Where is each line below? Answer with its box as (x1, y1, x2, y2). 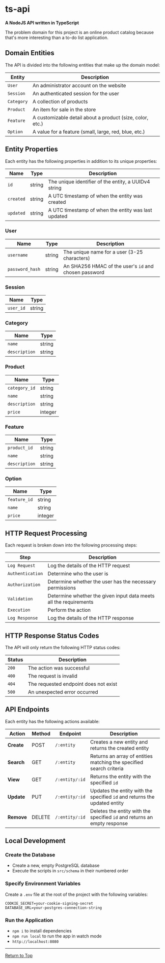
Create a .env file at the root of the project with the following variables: (5, 891, 148, 897)
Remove (7, 814, 27, 820)
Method (31, 730, 51, 737)
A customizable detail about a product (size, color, (32, 114, 149, 121)
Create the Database (5, 852, 55, 858)
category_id (7, 385, 36, 391)
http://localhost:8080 (12, 939, 59, 944)
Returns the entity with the (90, 773, 151, 780)
